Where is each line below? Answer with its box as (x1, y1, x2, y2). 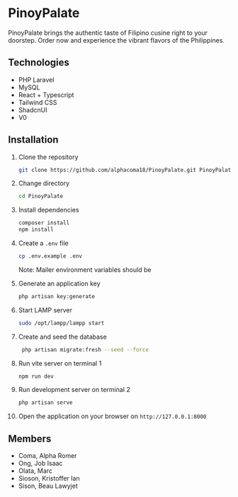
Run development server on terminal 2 (18, 386, 130, 394)
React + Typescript (18, 90, 74, 99)
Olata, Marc (18, 466, 52, 475)
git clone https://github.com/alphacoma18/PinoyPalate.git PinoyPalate (18, 166, 234, 173)
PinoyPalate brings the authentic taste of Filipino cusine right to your (8, 28, 208, 37)
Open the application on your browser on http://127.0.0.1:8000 (18, 412, 207, 420)
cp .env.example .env (18, 253, 82, 260)
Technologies (8, 57, 70, 69)
